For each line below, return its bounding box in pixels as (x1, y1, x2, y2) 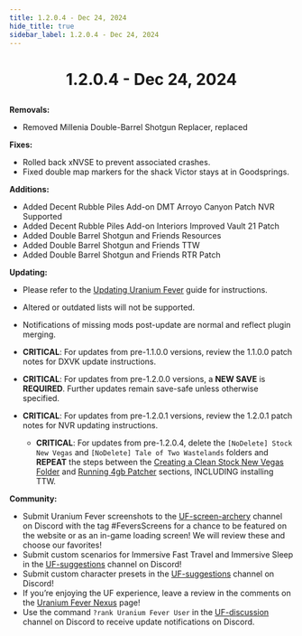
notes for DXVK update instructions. (22, 356, 157, 367)
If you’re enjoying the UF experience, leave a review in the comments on (22, 587, 291, 598)
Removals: (9, 104, 50, 115)
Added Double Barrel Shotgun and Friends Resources (22, 229, 222, 240)
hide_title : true (9, 22, 75, 31)
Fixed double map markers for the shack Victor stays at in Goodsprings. (22, 166, 290, 177)
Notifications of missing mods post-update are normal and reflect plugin (22, 319, 291, 330)
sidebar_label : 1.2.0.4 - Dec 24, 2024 (9, 30, 160, 39)
